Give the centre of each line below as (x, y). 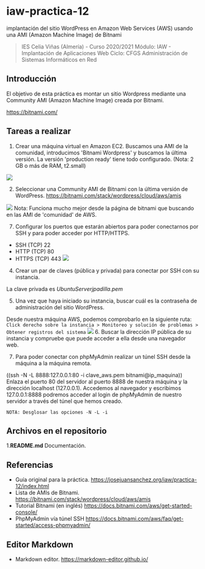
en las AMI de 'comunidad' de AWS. (51, 214)
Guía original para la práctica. (52, 480)
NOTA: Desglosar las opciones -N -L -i (57, 412)
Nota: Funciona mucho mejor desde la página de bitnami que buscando (104, 208)
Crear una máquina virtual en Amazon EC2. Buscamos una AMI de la (102, 146)
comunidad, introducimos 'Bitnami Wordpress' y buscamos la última (101, 153)
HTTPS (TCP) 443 (38, 258)
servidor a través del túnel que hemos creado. (65, 401)
